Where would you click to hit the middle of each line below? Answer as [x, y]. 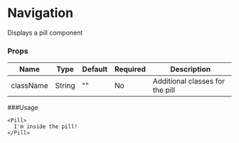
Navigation [40, 13]
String [65, 86]
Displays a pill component [45, 33]
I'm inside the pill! [46, 127]
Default [95, 69]
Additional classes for [189, 81]
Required [130, 69]
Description [191, 69]
